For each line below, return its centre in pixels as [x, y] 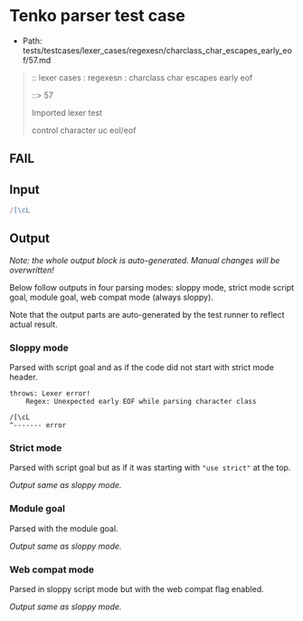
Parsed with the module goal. [64, 528]
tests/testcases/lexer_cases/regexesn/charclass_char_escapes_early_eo [157, 50]
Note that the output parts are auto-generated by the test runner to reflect [147, 314]
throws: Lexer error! [50, 394]
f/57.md [37, 60]
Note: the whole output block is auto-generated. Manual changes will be [145, 260]
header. [24, 377]
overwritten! [32, 270]
